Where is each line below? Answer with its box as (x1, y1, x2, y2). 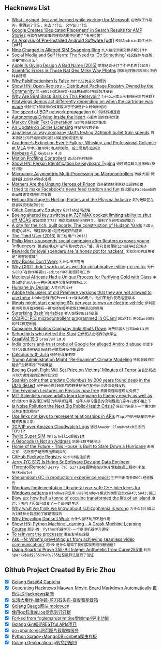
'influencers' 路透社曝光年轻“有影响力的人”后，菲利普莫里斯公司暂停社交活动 (11, 243, 147, 249)
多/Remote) (11, 470, 33, 475)
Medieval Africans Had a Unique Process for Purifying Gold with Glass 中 (11, 274, 157, 280)
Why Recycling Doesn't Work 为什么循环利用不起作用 (11, 515, 111, 521)
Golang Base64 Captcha (11, 579, 61, 584)
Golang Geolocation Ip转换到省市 (11, 640, 78, 646)
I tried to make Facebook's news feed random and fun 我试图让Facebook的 (11, 186, 156, 192)
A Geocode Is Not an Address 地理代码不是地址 (11, 438, 101, 444)
